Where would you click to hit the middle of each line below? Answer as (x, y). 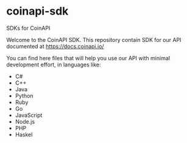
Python (24, 96)
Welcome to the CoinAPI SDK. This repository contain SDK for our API (94, 40)
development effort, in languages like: (54, 65)
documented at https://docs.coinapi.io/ (55, 46)
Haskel (24, 134)
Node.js (25, 121)
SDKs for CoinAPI (28, 28)
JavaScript (29, 115)
